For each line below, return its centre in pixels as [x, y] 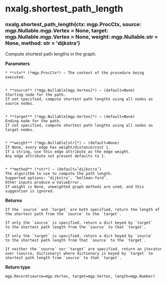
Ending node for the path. [33, 121]
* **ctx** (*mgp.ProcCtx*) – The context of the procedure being [74, 73]
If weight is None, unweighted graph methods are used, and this [74, 187]
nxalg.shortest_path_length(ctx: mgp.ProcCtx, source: [73, 25]
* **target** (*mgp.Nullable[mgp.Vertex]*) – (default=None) [70, 117]
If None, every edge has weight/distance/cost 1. [58, 148]
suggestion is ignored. [30, 191]
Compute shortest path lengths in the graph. [51, 54]
